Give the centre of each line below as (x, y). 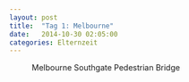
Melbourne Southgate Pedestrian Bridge (106, 68)
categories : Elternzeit (54, 42)
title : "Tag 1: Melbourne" (62, 26)
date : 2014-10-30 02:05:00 (64, 34)
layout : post (34, 17)
